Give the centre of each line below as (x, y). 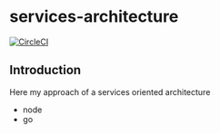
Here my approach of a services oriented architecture (110, 91)
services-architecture (94, 17)
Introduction (45, 70)
